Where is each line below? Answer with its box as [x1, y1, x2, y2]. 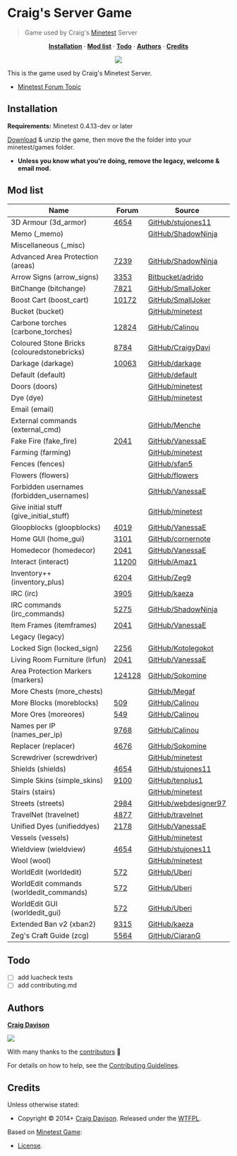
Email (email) [11, 404, 54, 414]
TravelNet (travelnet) [11, 810, 80, 820]
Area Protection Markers [11, 666, 92, 676]
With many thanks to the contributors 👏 [7, 1047, 121, 1056]
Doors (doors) [11, 381, 58, 391]
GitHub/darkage [147, 358, 202, 368]
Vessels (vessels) [11, 832, 69, 842]
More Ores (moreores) [11, 709, 85, 719]
